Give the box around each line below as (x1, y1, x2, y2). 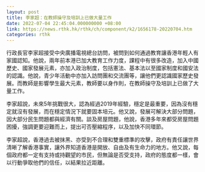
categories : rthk (6, 32, 51, 38)
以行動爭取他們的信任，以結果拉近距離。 (6, 159, 108, 167)
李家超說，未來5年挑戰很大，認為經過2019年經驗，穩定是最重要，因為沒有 (6, 100, 193, 107)
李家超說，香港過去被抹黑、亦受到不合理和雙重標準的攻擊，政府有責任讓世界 (6, 136, 199, 143)
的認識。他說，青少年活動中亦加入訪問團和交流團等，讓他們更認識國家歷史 (6, 72, 193, 79)
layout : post (6, 9, 40, 15)
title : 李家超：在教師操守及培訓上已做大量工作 (6, 15, 112, 21)
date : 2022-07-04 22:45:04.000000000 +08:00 (6, 20, 121, 26)
